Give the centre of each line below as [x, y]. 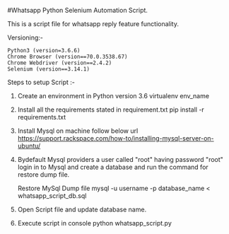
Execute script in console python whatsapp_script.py [94, 223]
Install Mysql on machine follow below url [78, 131]
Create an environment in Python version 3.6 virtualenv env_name [113, 96]
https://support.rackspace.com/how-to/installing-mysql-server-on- [116, 138]
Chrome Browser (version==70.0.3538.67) [68, 57]
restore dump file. [43, 175]
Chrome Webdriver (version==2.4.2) [60, 63]
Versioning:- [25, 37]
